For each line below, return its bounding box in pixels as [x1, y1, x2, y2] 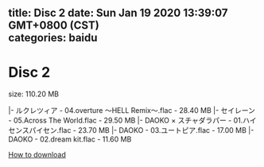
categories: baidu [8, 31, 98, 45]
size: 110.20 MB [8, 89, 60, 99]
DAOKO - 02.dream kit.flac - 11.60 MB [8, 134, 132, 144]
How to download [8, 150, 66, 160]
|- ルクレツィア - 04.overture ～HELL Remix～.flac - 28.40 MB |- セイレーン [8, 106, 256, 115]
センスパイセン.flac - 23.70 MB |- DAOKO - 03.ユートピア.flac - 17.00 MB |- [8, 126, 254, 135]
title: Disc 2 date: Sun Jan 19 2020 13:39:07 [8, 6, 228, 20]
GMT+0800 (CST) [8, 19, 99, 33]
